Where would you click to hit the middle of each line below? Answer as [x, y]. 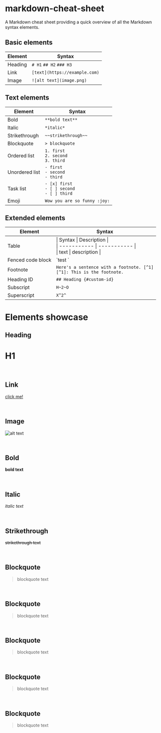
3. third [55, 160]
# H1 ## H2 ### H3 [52, 65]
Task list [17, 188]
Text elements [27, 98]
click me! [14, 396]
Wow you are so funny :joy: [77, 201]
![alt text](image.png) [59, 80]
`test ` [63, 260]
